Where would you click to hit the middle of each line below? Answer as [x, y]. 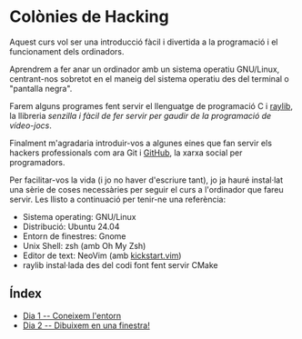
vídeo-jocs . [30, 125]
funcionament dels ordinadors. [67, 51]
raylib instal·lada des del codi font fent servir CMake [120, 264]
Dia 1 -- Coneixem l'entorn [72, 315]
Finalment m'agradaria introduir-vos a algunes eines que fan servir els [141, 143]
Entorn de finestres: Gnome [74, 236]
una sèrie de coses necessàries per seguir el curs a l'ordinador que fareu [146, 189]
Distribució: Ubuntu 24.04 [71, 226]
